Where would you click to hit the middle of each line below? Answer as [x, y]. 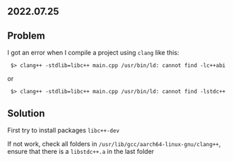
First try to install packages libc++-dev [64, 131]
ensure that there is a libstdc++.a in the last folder [81, 152]
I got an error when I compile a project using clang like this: [93, 53]
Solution [26, 113]
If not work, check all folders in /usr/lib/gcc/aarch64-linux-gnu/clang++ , [114, 144]
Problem [26, 36]
